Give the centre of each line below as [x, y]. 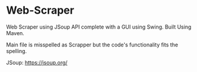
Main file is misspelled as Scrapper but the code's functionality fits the [92, 45]
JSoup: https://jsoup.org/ [37, 62]
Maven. [15, 33]
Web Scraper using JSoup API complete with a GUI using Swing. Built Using [99, 27]
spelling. [17, 51]
